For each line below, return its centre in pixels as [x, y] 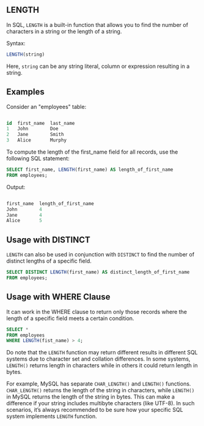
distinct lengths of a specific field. [49, 261]
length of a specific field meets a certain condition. [70, 318]
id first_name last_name [41, 123]
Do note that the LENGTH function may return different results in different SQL [102, 353]
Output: [16, 187]
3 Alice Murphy [37, 140]
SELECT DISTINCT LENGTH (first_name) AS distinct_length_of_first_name [98, 272]
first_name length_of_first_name [50, 204]
